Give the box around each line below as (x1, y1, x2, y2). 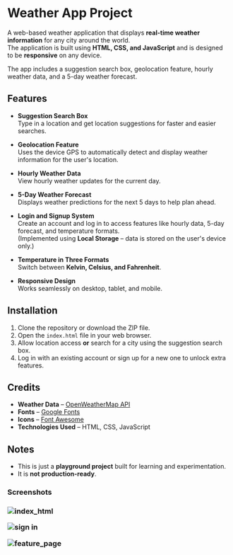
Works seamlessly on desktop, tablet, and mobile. (17, 284, 163, 292)
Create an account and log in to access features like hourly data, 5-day (17, 219, 225, 227)
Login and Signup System (17, 211, 95, 220)
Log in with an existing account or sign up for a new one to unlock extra (17, 353, 226, 362)
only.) (17, 241, 35, 250)
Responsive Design (17, 276, 76, 285)
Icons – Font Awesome (17, 416, 85, 424)
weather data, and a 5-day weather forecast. (7, 72, 138, 81)
